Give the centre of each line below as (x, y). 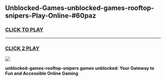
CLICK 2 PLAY (22, 48)
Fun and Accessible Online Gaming (42, 73)
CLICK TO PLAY (24, 30)
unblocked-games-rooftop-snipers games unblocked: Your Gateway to (80, 68)
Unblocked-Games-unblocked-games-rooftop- (80, 8)
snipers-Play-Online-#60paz (51, 16)
